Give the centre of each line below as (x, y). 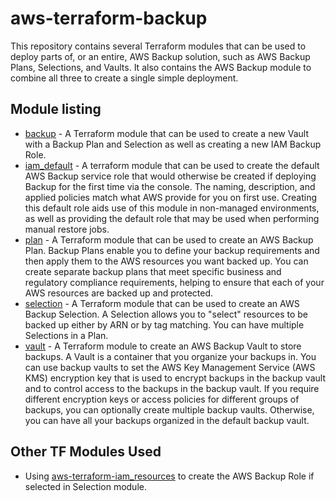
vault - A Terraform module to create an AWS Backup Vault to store (163, 346)
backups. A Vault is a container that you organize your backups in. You (170, 356)
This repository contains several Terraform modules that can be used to (158, 46)
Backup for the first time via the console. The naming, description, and (170, 186)
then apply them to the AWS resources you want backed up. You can (166, 261)
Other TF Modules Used (86, 452)
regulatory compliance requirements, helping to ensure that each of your (174, 282)
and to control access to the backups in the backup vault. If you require (172, 388)
